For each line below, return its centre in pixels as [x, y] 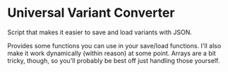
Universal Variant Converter [91, 13]
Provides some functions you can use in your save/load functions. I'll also [114, 45]
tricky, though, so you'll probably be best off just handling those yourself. [114, 60]
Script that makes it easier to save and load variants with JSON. [100, 32]
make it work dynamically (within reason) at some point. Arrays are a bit [112, 53]
